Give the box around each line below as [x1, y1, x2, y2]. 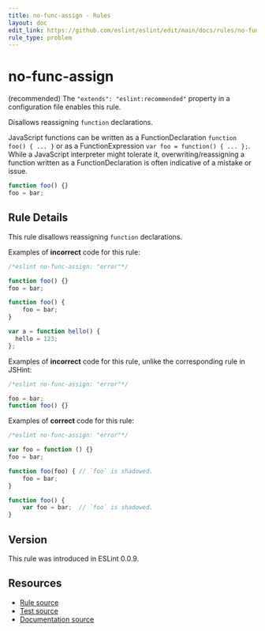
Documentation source [19, 614, 95, 624]
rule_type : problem [8, 33, 73, 42]
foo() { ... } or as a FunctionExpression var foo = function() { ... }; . [8, 142, 251, 151]
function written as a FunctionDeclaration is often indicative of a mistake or [8, 158, 252, 168]
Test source [19, 606, 59, 615]
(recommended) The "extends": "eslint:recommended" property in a [8, 94, 230, 104]
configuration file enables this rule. [8, 102, 121, 111]
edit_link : [8, 26, 44, 34]
